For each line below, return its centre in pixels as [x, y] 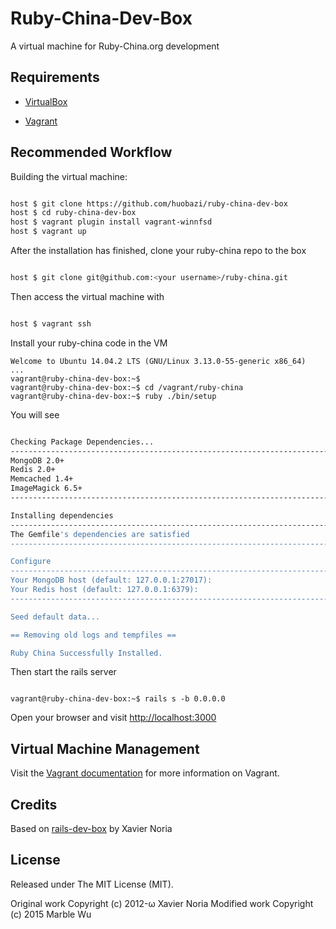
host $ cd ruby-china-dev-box [73, 213]
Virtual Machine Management [105, 748]
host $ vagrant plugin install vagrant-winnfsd [111, 222]
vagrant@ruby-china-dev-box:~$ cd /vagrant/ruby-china [127, 387]
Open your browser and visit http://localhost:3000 [113, 718]
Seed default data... [55, 617]
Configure [31, 562]
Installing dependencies [62, 515]
